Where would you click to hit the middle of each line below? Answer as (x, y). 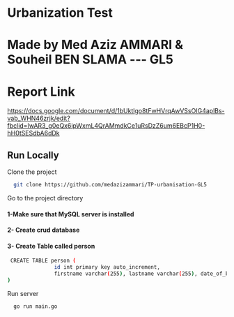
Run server (23, 293)
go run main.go (36, 306)
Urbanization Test (60, 13)
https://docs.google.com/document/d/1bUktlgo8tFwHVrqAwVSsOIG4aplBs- (116, 111)
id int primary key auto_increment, (107, 267)
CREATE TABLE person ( (43, 261)
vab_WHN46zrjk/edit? (39, 118)
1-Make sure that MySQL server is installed (71, 214)
